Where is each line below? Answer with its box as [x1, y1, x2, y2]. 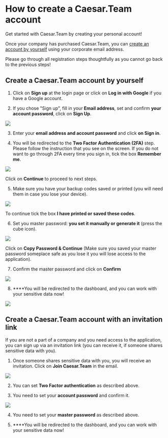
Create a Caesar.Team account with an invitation [5, 315, 163, 324]
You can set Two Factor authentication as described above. [12, 382, 140, 388]
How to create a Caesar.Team [5, 3, 132, 15]
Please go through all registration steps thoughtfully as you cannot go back [5, 56, 163, 62]
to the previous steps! [5, 61, 51, 67]
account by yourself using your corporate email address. [5, 46, 124, 52]
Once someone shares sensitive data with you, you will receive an [12, 357, 151, 363]
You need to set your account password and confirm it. [12, 392, 130, 398]
